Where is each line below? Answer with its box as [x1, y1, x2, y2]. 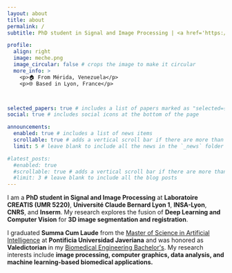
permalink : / [7, 23, 45, 30]
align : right [13, 48, 51, 55]
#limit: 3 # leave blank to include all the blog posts [13, 174, 177, 181]
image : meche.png [13, 54, 64, 62]
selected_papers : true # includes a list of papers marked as [7, 105, 190, 112]
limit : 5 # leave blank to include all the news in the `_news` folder [13, 143, 224, 150]
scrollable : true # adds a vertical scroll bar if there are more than [13, 136, 224, 143]
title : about [7, 17, 45, 23]
